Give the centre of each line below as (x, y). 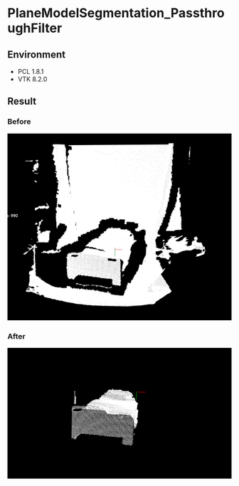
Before (19, 122)
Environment (37, 54)
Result (22, 101)
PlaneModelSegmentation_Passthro (116, 13)
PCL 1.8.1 (31, 72)
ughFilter (35, 28)
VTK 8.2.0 (32, 79)
